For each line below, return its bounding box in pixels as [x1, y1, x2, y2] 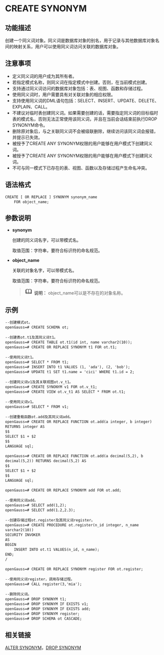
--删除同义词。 [5, 592, 32, 597]
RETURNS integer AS [5, 424, 45, 429]
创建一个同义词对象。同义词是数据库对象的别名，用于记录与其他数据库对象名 [5, 38, 160, 43]
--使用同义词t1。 [5, 355, 36, 360]
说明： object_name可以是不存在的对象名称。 [34, 290, 126, 296]
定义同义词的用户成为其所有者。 [12, 73, 77, 79]
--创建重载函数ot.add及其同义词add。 [5, 414, 73, 420]
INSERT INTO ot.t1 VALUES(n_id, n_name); [14, 547, 99, 552]
